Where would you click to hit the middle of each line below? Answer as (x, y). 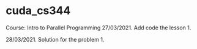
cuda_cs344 (38, 11)
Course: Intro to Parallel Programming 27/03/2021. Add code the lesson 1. (98, 28)
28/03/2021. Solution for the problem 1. (55, 39)
